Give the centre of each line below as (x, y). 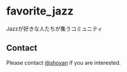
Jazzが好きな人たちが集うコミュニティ (54, 28)
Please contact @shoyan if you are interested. (63, 62)
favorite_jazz (40, 11)
